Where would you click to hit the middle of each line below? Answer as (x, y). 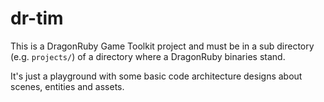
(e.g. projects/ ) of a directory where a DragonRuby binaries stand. (148, 56)
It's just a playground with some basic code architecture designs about (156, 76)
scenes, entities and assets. (67, 86)
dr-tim (37, 18)
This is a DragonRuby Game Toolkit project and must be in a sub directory (162, 46)
